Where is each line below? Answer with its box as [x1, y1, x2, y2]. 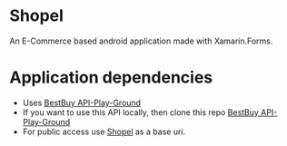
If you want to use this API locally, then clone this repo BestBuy [22, 106, 259, 118]
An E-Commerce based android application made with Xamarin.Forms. [9, 35, 273, 46]
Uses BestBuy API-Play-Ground [22, 97, 142, 108]
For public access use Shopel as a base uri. [22, 126, 186, 137]
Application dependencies [9, 67, 213, 88]
